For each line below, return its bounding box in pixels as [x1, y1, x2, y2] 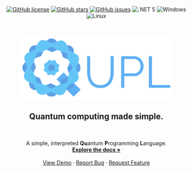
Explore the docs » [72, 146, 121, 153]
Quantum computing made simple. [29, 112, 164, 122]
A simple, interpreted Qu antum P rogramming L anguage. [26, 139, 167, 146]
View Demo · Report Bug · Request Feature [42, 159, 151, 166]
